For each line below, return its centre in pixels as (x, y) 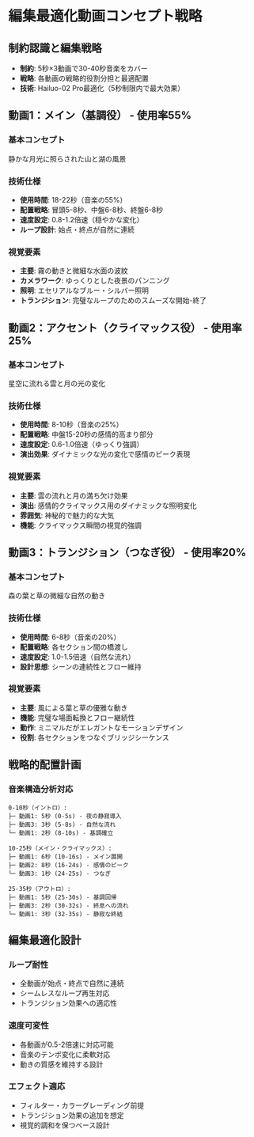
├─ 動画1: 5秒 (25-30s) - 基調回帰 (63, 897)
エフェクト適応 (37, 1086)
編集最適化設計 (45, 940)
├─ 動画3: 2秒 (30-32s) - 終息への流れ (68, 906)
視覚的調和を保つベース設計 (65, 1125)
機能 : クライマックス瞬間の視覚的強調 (81, 525)
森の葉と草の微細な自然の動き (57, 596)
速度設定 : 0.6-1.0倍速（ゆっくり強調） (82, 445)
